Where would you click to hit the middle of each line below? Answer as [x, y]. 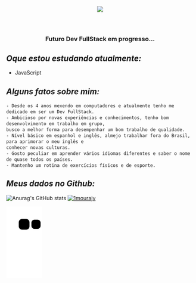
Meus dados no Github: [51, 184]
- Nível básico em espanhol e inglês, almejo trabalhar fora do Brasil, [98, 136]
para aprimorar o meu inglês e [45, 141]
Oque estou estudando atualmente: [74, 58]
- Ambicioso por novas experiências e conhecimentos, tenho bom [88, 118]
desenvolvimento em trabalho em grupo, [56, 124]
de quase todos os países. [40, 159]
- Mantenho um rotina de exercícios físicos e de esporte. [81, 165]
